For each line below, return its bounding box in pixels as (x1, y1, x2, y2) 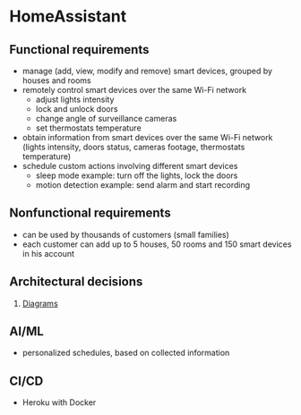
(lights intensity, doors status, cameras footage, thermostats (21, 141, 245, 152)
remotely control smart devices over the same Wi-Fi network (21, 85, 247, 95)
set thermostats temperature (35, 123, 142, 133)
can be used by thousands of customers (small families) (21, 229, 230, 240)
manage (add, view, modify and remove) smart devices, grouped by (21, 65, 273, 76)
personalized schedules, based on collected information (21, 347, 230, 359)
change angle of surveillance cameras (35, 114, 177, 123)
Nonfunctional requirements (9, 206, 172, 221)
